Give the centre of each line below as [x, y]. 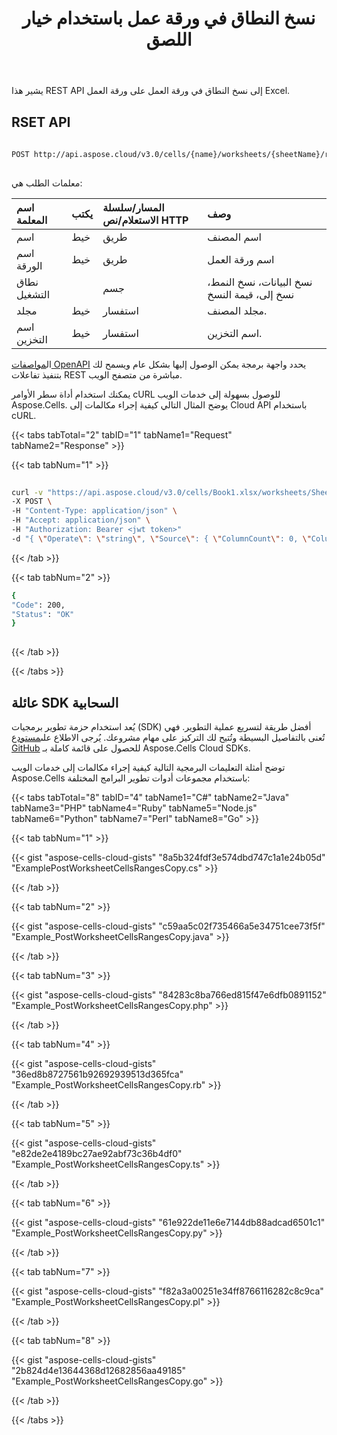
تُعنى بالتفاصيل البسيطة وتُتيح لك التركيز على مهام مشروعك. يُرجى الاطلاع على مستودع [168, 737]
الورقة [29, 265]
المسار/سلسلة [133, 207]
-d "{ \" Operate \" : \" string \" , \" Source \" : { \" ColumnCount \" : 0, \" [161, 538]
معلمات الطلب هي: [47, 183]
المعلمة [32, 220]
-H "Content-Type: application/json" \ [94, 511]
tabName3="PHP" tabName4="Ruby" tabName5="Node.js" [134, 808]
